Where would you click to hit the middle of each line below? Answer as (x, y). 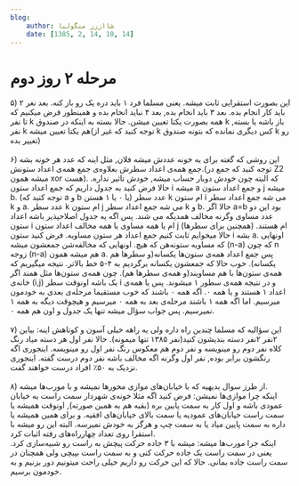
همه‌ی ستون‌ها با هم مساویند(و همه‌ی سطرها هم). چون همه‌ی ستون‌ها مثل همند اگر (146, 273)
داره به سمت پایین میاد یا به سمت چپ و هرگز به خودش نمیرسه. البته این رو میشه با (148, 425)
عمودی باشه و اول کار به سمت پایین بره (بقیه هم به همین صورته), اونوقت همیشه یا (147, 405)
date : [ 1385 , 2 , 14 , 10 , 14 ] (80, 34)
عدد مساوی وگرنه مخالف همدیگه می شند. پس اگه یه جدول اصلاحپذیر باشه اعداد (142, 216)
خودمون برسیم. (36, 472)
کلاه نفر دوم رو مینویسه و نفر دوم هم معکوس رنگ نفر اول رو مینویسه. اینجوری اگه (146, 349)
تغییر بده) (25, 141)
